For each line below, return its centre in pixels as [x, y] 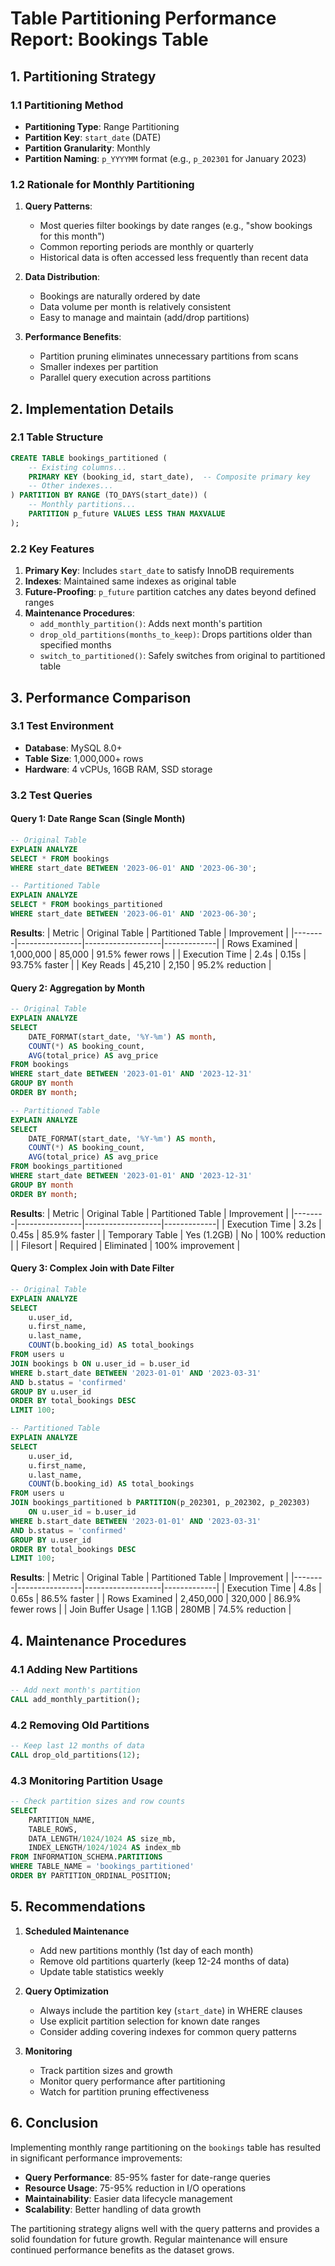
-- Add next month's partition [75, 1690]
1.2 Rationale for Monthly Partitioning [102, 184]
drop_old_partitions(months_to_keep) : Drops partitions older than [176, 634]
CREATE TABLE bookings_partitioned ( [89, 458]
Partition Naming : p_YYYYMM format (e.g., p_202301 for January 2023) [165, 158]
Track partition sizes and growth [106, 2070]
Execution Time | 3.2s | [274, 1224]
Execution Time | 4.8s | [274, 1588]
